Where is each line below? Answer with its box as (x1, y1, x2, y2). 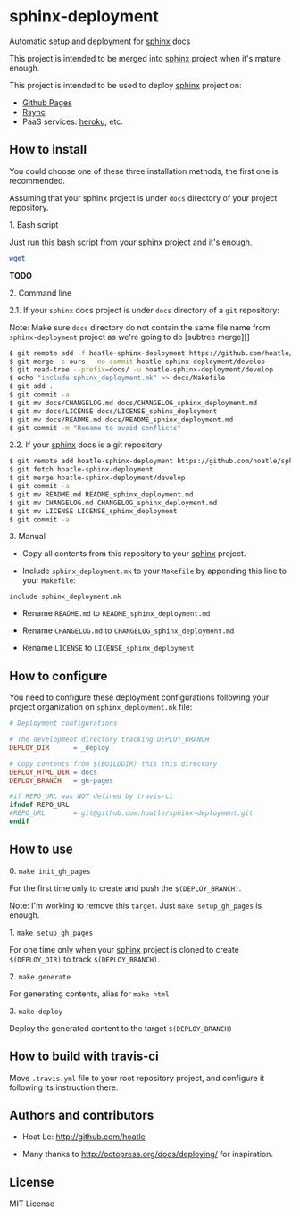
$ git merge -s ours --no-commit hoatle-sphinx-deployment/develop (9, 357, 266, 366)
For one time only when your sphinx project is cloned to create (9, 944, 239, 954)
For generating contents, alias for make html (9, 988, 170, 999)
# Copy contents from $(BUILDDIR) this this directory (9, 759, 218, 769)
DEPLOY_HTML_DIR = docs (9, 768, 98, 777)
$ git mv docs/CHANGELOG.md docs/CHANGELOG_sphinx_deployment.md (9, 398, 257, 407)
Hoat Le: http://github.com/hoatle (21, 1131, 146, 1142)
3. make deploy (9, 1005, 63, 1016)
